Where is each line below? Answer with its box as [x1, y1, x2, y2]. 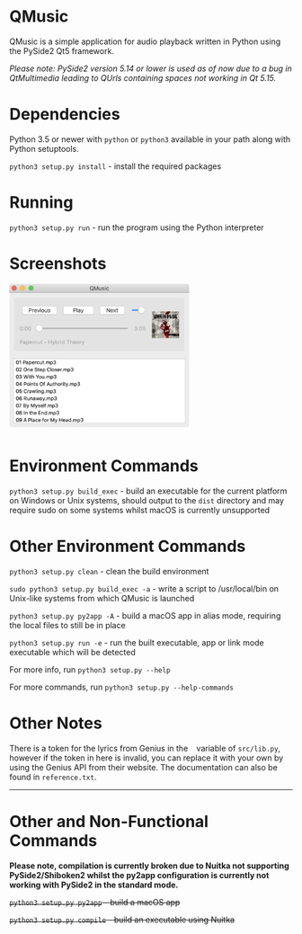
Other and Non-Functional [9, 811, 209, 832]
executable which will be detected [9, 646, 137, 657]
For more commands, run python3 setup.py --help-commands [9, 681, 234, 692]
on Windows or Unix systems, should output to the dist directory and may [9, 494, 285, 505]
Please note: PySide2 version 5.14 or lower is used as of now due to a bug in [9, 63, 292, 74]
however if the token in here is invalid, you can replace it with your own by [9, 752, 284, 763]
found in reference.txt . [9, 771, 97, 782]
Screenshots [9, 254, 107, 273]
